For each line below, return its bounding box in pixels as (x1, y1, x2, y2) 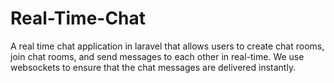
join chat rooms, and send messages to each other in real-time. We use (10, 50, 305, 62)
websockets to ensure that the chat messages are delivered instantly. (10, 61, 297, 73)
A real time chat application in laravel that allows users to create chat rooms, (10, 40, 325, 52)
